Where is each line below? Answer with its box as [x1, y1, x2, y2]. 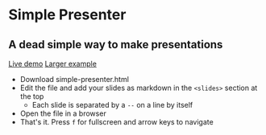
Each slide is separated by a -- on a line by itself [31, 100, 193, 109]
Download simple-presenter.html [19, 75, 129, 84]
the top [19, 92, 44, 101]
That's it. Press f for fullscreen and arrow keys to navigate [19, 117, 214, 126]
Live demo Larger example [8, 59, 97, 68]
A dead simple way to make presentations [8, 38, 223, 51]
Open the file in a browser [19, 108, 106, 118]
